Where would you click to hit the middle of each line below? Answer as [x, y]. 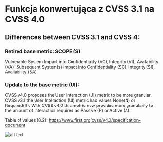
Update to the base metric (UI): [42, 85]
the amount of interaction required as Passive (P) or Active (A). [68, 111]
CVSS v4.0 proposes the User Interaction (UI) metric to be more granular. [79, 95]
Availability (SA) [21, 72]
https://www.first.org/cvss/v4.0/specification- [95, 120]
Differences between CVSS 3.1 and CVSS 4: [72, 37]
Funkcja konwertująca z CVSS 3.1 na [80, 9]
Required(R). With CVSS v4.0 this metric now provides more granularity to [79, 106]
